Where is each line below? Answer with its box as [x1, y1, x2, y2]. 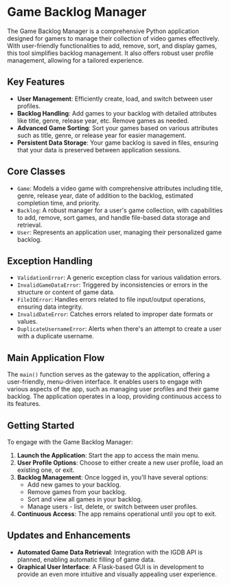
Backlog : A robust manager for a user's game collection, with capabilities [16, 206, 223, 214]
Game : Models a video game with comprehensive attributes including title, [16, 184, 223, 192]
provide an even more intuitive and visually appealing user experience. [16, 570, 218, 578]
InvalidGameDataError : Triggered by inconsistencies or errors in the [16, 280, 208, 289]
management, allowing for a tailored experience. [7, 56, 144, 64]
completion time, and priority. [16, 198, 101, 207]
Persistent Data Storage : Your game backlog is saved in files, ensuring [16, 138, 218, 147]
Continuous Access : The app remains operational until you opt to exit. [16, 510, 217, 517]
